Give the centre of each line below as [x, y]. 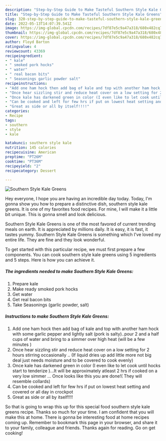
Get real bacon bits [32, 300]
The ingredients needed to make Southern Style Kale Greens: [69, 271]
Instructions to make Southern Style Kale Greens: [57, 316]
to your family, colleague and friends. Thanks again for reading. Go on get [80, 428]
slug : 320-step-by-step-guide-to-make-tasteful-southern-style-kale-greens [85, 19]
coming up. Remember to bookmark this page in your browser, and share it [81, 423]
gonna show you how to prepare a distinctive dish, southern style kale [77, 204]
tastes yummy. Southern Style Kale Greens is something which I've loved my [83, 235]
